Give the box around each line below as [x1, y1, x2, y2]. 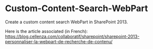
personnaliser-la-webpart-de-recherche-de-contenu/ [5, 38, 113, 44]
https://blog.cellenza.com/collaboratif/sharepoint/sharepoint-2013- [5, 33, 140, 39]
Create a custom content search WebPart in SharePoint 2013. [5, 19, 128, 25]
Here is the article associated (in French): [5, 28, 88, 34]
